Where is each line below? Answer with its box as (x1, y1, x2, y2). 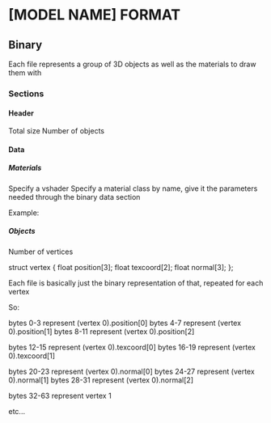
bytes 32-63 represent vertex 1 (8, 391, 112, 400)
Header (8, 108, 34, 118)
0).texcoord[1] (8, 350, 55, 361)
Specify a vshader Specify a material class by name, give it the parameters (8, 184, 258, 193)
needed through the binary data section (8, 192, 141, 201)
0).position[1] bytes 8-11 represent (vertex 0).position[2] (8, 326, 195, 336)
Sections (8, 87, 44, 99)
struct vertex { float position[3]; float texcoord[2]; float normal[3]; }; (8, 262, 234, 272)
